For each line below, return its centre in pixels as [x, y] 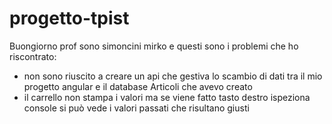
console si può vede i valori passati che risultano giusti [136, 108]
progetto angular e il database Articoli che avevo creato [138, 86]
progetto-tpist [69, 18]
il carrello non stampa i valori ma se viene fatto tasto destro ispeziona [167, 97]
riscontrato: [33, 56]
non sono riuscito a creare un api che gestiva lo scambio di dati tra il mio [173, 76]
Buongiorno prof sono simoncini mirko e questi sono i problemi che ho [154, 46]
